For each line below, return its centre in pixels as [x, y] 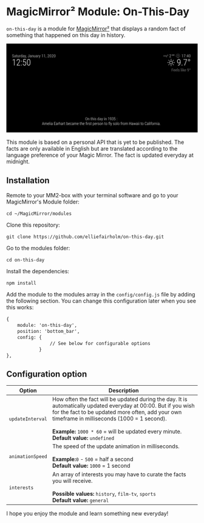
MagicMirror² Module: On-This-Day [98, 12]
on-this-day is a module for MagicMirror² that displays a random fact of [96, 29]
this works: [20, 307]
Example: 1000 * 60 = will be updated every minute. [117, 432]
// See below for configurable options [100, 343]
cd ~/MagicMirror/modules [39, 214]
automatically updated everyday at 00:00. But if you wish [124, 406]
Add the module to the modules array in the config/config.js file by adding [101, 294]
